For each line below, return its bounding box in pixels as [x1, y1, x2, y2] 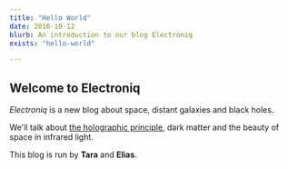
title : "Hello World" [9, 13, 92, 23]
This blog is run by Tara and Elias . [9, 149, 138, 160]
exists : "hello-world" [9, 38, 95, 48]
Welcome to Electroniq [9, 80, 141, 95]
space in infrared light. [9, 132, 94, 143]
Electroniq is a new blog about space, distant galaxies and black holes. [9, 104, 274, 115]
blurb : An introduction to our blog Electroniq [9, 30, 194, 39]
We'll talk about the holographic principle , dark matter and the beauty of [9, 122, 280, 133]
